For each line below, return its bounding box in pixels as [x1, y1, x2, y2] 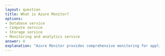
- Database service [5, 20, 45, 26]
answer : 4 [5, 39, 26, 44]
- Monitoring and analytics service [5, 35, 80, 39]
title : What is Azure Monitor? [5, 12, 69, 17]
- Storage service [5, 30, 43, 35]
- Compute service [5, 25, 43, 30]
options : [5, 16, 23, 21]
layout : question [5, 7, 41, 12]
